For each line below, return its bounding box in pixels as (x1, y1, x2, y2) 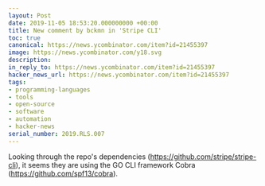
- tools (8, 93, 34, 101)
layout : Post (8, 11, 52, 20)
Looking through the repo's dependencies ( (8, 152, 151, 161)
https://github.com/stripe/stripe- (150, 152, 257, 161)
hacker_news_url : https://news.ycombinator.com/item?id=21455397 (8, 71, 229, 79)
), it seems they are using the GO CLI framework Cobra (15, 160, 196, 169)
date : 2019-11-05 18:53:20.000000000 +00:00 (8, 19, 158, 27)
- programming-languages (8, 85, 91, 94)
